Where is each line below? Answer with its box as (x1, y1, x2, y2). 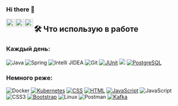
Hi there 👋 (6, 5, 35, 14)
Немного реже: (6, 74, 53, 82)
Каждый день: (6, 45, 50, 53)
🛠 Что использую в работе (34, 24, 139, 34)
